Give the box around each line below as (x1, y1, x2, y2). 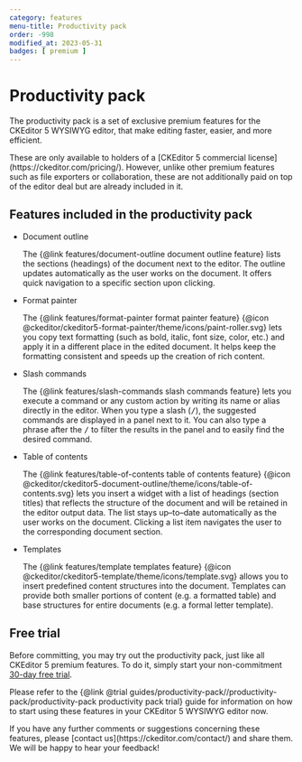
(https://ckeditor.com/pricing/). (9, 162, 124, 172)
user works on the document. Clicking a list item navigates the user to (22, 516, 282, 527)
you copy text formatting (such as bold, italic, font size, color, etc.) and (22, 331, 286, 342)
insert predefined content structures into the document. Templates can (22, 580, 287, 591)
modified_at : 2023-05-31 (9, 38, 103, 48)
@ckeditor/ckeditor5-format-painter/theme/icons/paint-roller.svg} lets (22, 321, 282, 332)
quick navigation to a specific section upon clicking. (22, 277, 215, 288)
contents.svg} (22, 488, 75, 498)
